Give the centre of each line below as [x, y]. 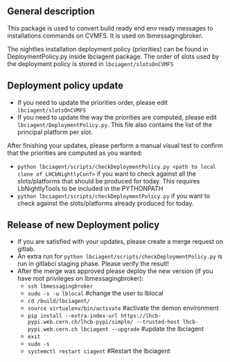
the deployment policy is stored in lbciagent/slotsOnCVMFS [90, 64]
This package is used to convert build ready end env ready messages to [110, 28]
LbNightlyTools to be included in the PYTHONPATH [90, 188]
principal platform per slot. [55, 132]
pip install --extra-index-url [73, 316]
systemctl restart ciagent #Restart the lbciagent [99, 351]
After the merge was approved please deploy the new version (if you [115, 271]
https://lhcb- [141, 316]
